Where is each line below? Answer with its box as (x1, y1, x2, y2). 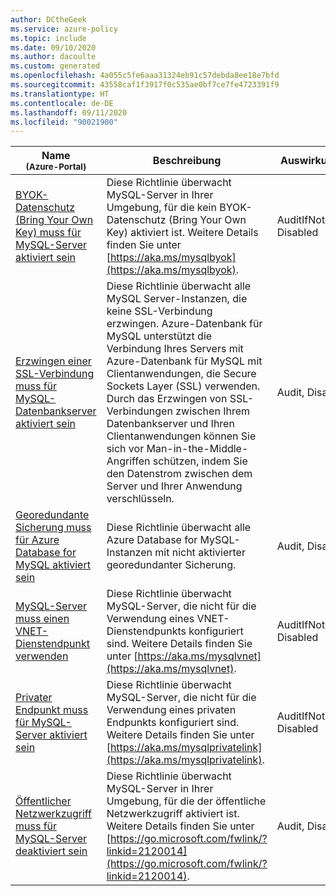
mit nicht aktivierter (154, 546, 246, 560)
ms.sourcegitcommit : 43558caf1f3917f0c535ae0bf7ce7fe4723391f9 (10, 80, 280, 90)
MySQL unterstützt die (106, 329, 213, 343)
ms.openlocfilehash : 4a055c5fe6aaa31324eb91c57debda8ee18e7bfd (10, 71, 280, 81)
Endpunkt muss (15, 703, 89, 717)
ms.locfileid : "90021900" (10, 117, 118, 127)
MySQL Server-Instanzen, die (106, 292, 248, 306)
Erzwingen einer (15, 354, 92, 368)
